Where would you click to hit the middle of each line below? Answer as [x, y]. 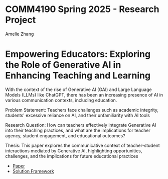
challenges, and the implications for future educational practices [72, 156]
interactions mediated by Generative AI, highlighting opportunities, [74, 151]
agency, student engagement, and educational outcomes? [65, 136]
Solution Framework [33, 171]
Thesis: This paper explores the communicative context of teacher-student [82, 145]
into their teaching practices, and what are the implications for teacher [78, 130]
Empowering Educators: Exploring [78, 54]
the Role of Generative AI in [63, 65]
